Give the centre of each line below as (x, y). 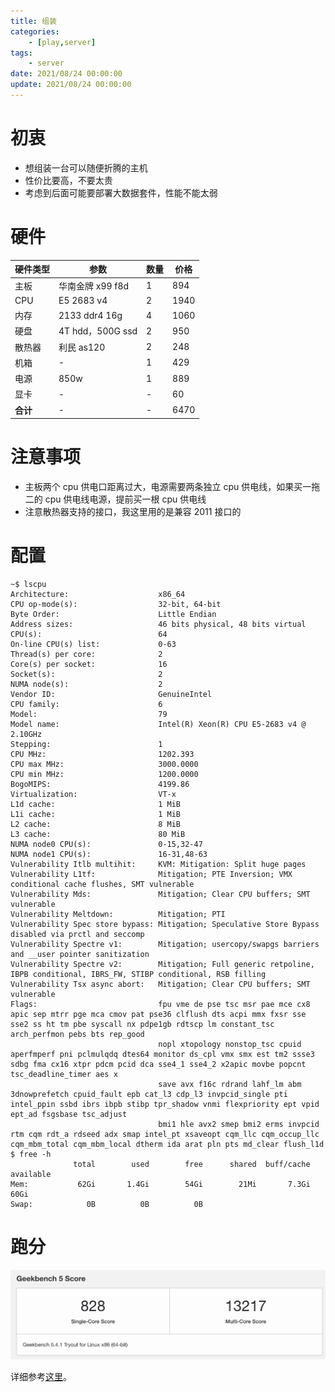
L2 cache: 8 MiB (96, 824)
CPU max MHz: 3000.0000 (104, 764)
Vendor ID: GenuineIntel (111, 694)
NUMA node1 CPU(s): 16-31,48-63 (109, 854)
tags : (21, 53)
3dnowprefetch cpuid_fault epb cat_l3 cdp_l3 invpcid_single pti (149, 1094)
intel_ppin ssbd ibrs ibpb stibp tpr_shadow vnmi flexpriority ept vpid (165, 1104)
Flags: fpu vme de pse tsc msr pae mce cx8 (160, 1004)
